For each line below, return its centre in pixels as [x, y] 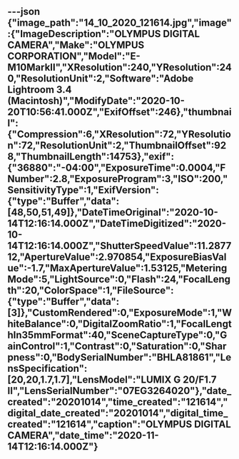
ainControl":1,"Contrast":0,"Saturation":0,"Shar [117, 347]
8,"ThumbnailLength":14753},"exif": [91, 157]
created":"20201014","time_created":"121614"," [118, 402]
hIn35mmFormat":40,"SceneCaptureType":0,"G [117, 335]
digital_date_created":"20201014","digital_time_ [118, 413]
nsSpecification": [47, 369]
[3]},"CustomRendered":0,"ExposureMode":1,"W [120, 313]
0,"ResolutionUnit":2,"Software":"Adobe [101, 79]
